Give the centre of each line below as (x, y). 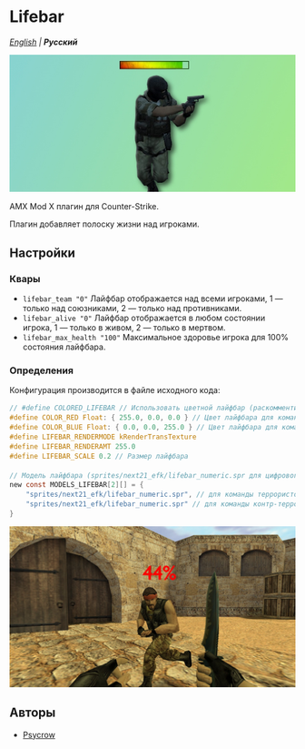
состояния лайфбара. (64, 347)
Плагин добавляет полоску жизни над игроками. (104, 224)
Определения (42, 370)
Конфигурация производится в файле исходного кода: (115, 390)
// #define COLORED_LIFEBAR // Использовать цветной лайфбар (128, 408)
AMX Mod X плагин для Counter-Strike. (84, 207)
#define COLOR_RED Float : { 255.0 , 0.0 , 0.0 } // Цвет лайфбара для (142, 418)
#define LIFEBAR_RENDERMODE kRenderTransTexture (103, 437)
